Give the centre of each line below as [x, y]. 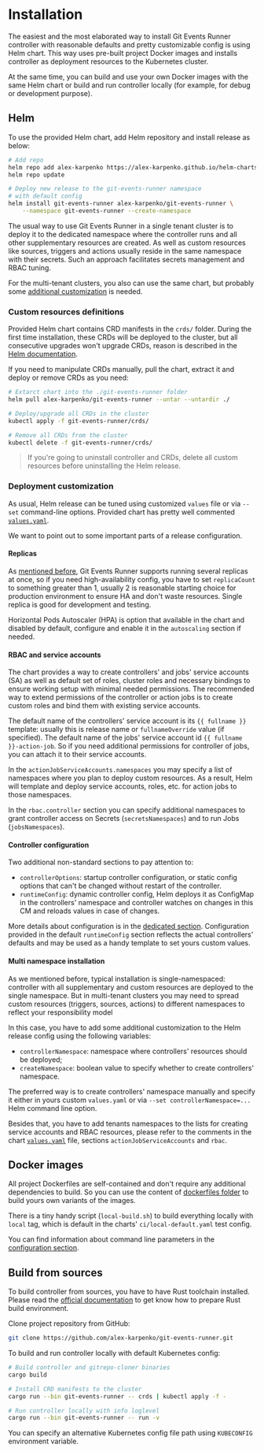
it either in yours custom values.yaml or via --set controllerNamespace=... [130, 1100]
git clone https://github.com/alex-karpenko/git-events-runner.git [121, 1338]
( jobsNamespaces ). [37, 827]
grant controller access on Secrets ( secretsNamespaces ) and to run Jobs [124, 819]
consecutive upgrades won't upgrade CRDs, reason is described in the [123, 346]
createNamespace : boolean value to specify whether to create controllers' [137, 1068]
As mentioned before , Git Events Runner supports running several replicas [128, 571]
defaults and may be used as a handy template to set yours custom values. [129, 943]
